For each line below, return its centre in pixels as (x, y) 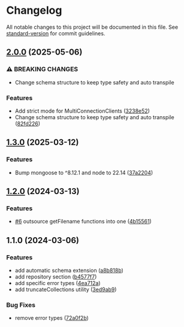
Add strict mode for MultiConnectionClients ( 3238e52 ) (82, 111)
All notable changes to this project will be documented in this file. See (92, 27)
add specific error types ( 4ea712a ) (58, 283)
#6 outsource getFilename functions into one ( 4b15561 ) (83, 222)
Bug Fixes (21, 305)
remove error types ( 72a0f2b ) (52, 318)
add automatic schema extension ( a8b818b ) (69, 270)
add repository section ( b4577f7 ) (56, 277)
